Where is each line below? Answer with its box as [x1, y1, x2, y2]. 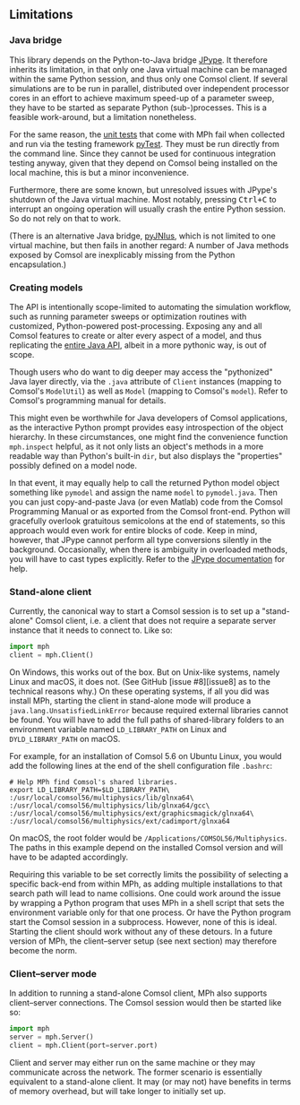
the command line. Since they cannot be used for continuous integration [9, 148, 276, 159]
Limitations [9, 7, 73, 22]
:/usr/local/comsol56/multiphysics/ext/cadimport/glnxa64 [9, 817, 230, 826]
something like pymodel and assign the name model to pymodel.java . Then [9, 487, 278, 497]
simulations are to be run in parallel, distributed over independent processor [9, 82, 289, 93]
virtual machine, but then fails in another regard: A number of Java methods [9, 239, 289, 250]
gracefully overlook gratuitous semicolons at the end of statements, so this [9, 515, 286, 526]
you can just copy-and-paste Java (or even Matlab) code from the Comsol [9, 496, 284, 507]
